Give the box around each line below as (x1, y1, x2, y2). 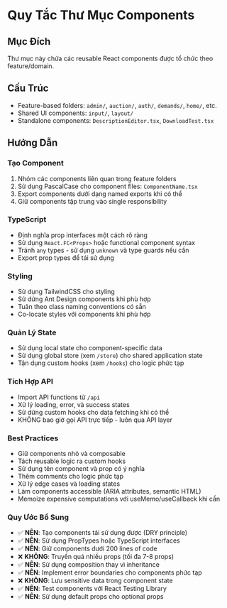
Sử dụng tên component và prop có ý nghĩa (17, 464, 145, 472)
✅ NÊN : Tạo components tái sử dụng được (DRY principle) (17, 528, 188, 537)
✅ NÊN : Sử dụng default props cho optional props (17, 592, 164, 601)
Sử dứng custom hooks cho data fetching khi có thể (17, 408, 170, 416)
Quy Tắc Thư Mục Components (7, 7, 195, 23)
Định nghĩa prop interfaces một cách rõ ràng (17, 231, 148, 239)
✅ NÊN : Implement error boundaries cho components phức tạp (17, 568, 202, 577)
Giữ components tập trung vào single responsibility (17, 197, 167, 205)
